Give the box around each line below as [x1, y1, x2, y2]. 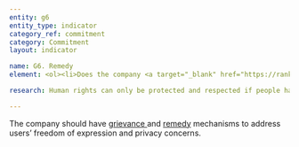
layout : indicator [9, 46, 77, 55]
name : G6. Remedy [9, 62, 74, 71]
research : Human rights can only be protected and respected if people [9, 86, 280, 95]
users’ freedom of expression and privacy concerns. [9, 128, 202, 138]
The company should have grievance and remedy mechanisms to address [9, 118, 281, 128]
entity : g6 [9, 12, 50, 22]
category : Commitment [9, 37, 90, 47]
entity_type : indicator [9, 21, 98, 30]
